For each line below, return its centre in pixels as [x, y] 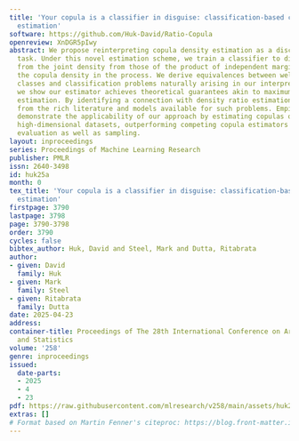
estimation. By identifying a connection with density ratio [133, 100]
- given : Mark [36, 282]
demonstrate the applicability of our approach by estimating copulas [151, 116]
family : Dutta [43, 307]
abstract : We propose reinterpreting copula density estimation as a [141, 51]
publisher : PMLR [39, 158]
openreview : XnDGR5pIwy [53, 42]
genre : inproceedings [49, 357]
